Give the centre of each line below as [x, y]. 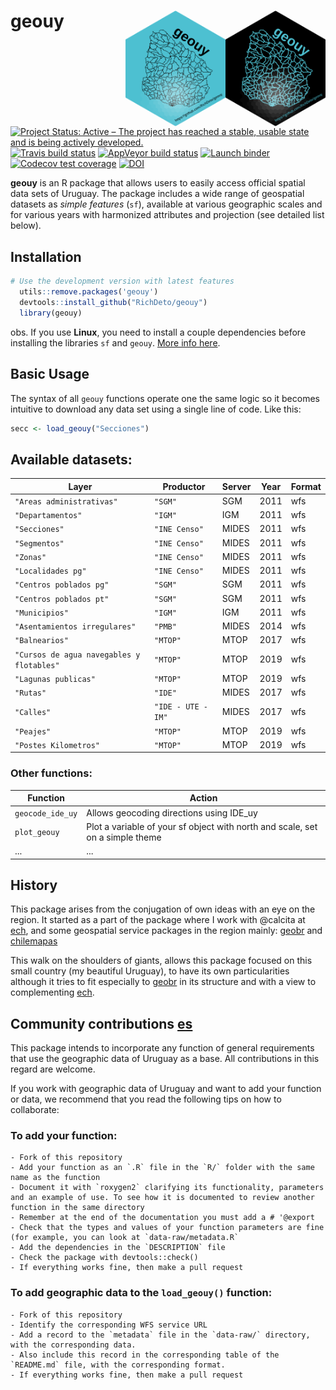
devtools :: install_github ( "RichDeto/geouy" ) [113, 302]
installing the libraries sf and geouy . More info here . [115, 342]
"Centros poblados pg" [62, 585]
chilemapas [34, 941]
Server [236, 486]
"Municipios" [41, 613]
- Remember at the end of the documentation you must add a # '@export [162, 1218]
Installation [46, 256]
